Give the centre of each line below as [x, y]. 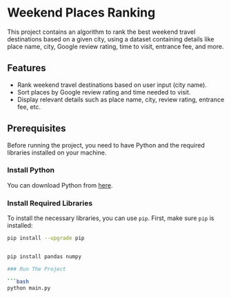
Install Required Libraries [50, 203]
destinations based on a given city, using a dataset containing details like [111, 39]
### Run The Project [37, 269]
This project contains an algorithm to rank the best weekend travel [101, 32]
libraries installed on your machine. [57, 152]
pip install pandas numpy [44, 257]
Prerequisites [37, 129]
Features [27, 68]
